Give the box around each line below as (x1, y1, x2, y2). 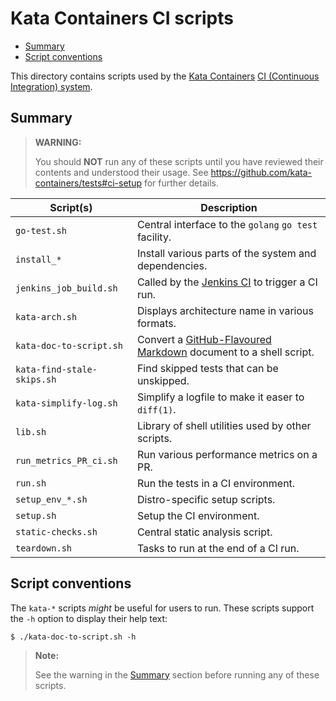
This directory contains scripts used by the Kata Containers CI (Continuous (10, 70, 320, 82)
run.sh (15, 477, 47, 489)
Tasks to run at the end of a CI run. (136, 541, 300, 555)
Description (200, 200, 258, 214)
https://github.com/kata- (210, 166, 312, 178)
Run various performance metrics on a (136, 447, 318, 461)
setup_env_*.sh (15, 493, 88, 505)
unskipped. (136, 373, 190, 387)
